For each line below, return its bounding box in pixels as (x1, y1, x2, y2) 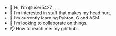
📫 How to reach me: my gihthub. (9, 26, 78, 31)
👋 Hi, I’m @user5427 (9, 5, 52, 10)
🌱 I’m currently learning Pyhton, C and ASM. (9, 15, 101, 20)
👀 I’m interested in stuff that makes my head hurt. (9, 10, 111, 16)
